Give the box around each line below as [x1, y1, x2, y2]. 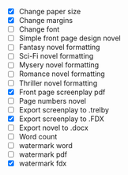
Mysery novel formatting [18, 60, 100, 70]
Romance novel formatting [18, 69, 106, 78]
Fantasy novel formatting [18, 43, 100, 52]
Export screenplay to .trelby [18, 105, 110, 114]
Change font [18, 25, 60, 34]
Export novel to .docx [18, 123, 88, 132]
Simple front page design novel [18, 33, 121, 43]
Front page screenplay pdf [18, 87, 106, 97]
